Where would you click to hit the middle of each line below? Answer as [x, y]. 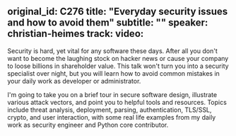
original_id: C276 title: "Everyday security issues [118, 12]
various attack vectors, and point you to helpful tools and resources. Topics [117, 102]
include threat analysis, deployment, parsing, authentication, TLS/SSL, [110, 110]
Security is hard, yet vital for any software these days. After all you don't [112, 51]
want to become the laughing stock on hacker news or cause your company [118, 58]
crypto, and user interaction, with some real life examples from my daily [112, 117]
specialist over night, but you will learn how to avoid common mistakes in [114, 73]
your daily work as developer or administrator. [74, 81]
